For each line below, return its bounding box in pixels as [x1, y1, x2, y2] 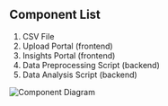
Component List [9, 7, 102, 22]
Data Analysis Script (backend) [22, 69, 137, 80]
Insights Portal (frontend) [22, 49, 116, 61]
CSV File [22, 31, 55, 41]
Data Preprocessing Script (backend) [22, 59, 160, 70]
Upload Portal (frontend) [22, 40, 114, 51]
